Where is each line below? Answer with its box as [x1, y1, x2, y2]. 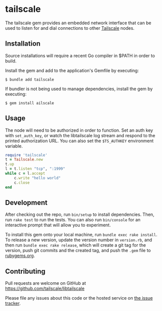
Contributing [5, 267, 46, 275]
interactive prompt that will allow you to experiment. [5, 222, 111, 228]
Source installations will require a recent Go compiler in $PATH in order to [5, 52, 155, 58]
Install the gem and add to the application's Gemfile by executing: [5, 67, 139, 73]
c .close [14, 180, 30, 185]
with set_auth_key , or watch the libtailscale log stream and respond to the [5, 132, 156, 138]
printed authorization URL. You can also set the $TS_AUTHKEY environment [5, 138, 154, 144]
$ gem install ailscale [5, 101, 54, 105]
